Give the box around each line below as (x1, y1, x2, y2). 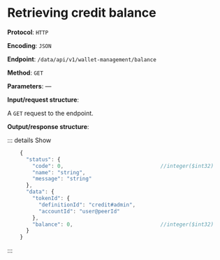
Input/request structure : (7, 95, 79, 104)
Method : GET (7, 68, 44, 77)
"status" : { (25, 155, 61, 163)
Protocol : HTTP (7, 28, 49, 36)
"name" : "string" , (32, 169, 86, 176)
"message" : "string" (32, 176, 92, 183)
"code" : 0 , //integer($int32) (32, 162, 214, 169)
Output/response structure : (7, 122, 89, 130)
